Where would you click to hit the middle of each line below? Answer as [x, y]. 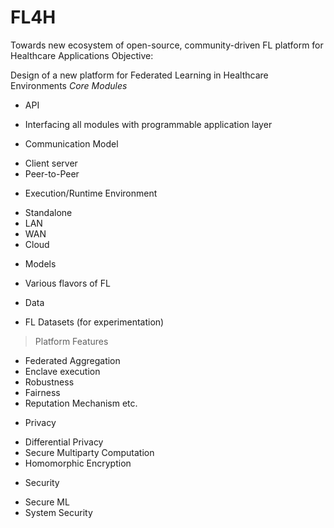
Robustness [49, 382]
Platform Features [71, 341]
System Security [58, 512]
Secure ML [47, 502]
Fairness [42, 392]
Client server [51, 163]
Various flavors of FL [67, 283]
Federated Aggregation [72, 360]
